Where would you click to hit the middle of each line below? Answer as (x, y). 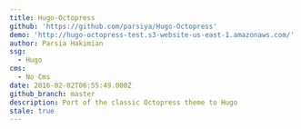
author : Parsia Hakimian (56, 43)
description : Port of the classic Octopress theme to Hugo (124, 102)
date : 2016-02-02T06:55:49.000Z (70, 85)
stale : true (32, 111)
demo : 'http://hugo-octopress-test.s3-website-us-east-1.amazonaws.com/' (152, 35)
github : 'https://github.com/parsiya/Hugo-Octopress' (114, 26)
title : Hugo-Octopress (52, 18)
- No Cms (34, 77)
